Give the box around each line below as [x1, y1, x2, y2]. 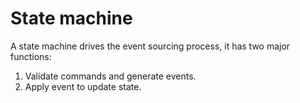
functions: [10, 50, 52, 62]
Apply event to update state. [24, 80, 142, 92]
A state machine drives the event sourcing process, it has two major [10, 40, 291, 52]
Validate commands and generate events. [24, 70, 197, 82]
